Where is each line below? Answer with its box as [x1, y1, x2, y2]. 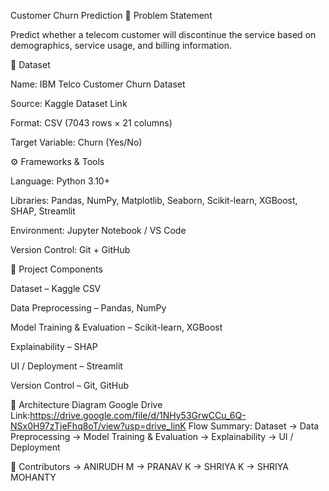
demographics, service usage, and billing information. [10, 40, 233, 51]
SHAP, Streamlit [10, 205, 76, 217]
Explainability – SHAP [10, 341, 98, 352]
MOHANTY [10, 471, 57, 483]
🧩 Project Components [10, 263, 103, 275]
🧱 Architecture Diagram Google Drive [10, 399, 163, 410]
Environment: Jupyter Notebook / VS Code [10, 225, 187, 236]
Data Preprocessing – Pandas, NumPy [10, 302, 167, 314]
